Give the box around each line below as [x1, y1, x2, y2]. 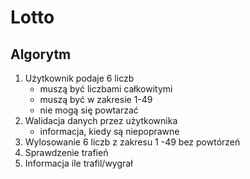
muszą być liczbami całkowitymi [39, 83, 173, 95]
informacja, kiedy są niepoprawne [39, 126, 180, 137]
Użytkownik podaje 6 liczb [24, 72, 135, 84]
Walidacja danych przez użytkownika [24, 115, 178, 126]
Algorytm [10, 46, 72, 63]
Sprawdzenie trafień [24, 147, 109, 158]
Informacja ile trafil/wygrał [24, 157, 133, 169]
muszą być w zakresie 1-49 [39, 94, 153, 105]
